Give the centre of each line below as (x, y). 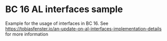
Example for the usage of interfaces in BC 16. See (57, 23)
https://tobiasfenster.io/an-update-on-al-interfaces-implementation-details (83, 28)
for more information (27, 34)
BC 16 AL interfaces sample (64, 9)
